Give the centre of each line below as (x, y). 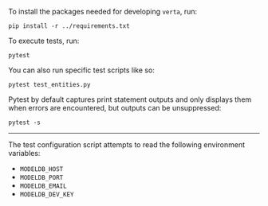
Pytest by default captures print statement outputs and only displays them (130, 99)
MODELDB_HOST (41, 169)
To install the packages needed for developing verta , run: (103, 12)
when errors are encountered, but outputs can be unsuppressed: (115, 108)
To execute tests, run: (44, 41)
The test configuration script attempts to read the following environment (127, 145)
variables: (24, 153)
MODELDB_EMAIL (43, 186)
